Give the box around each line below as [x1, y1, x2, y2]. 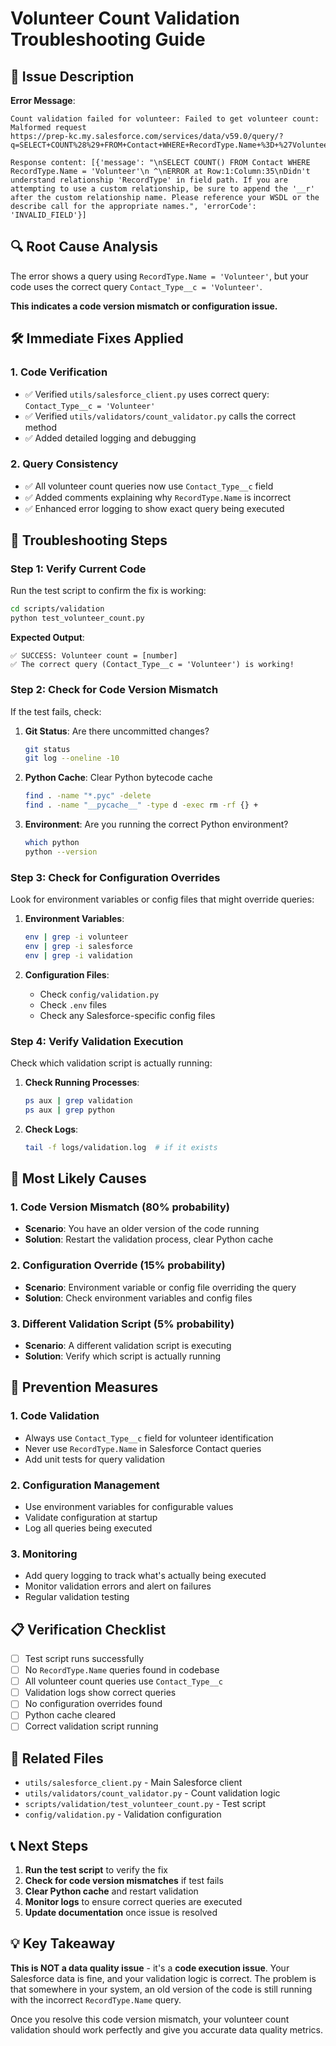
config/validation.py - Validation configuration [24, 1808, 222, 1821]
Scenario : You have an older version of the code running [24, 1223, 260, 1235]
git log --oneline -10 [24, 753, 120, 764]
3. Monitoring [10, 1547, 78, 1561]
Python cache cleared [24, 1709, 116, 1721]
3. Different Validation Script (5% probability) [10, 1317, 235, 1331]
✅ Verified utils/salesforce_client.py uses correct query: [24, 388, 270, 400]
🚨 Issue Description [10, 68, 135, 85]
